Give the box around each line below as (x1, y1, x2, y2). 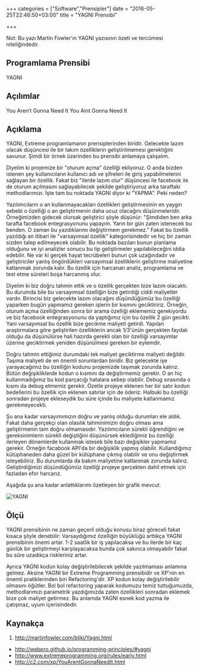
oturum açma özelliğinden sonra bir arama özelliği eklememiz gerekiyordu (6, 307, 187, 315)
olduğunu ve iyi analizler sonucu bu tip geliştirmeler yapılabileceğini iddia (6, 246, 185, 253)
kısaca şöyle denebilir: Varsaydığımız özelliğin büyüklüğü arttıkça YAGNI (6, 533, 182, 540)
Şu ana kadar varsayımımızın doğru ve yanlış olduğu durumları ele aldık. (6, 413, 182, 420)
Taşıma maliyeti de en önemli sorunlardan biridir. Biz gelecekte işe (6, 357, 168, 364)
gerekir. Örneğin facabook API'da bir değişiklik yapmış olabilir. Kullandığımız (6, 445, 192, 452)
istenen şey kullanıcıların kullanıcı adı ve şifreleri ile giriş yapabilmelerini (6, 170, 181, 178)
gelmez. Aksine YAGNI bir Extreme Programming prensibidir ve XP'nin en (6, 569, 185, 577)
